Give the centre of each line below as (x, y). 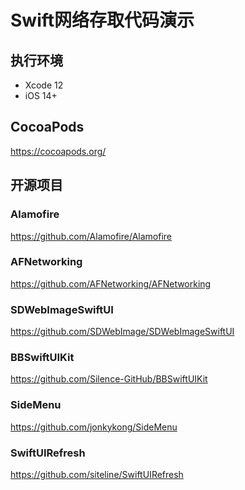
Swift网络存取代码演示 (102, 20)
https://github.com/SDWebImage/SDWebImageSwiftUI (122, 332)
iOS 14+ (41, 95)
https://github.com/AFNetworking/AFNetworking (111, 283)
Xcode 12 (44, 85)
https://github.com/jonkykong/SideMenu (94, 427)
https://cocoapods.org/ (58, 151)
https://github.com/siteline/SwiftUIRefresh (97, 474)
